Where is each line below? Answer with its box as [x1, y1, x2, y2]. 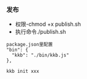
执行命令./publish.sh [15, 28, 66, 36]
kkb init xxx [6, 69, 40, 75]
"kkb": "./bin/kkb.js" [12, 52, 69, 59]
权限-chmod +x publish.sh [15, 20, 81, 28]
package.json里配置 [6, 42, 53, 48]
